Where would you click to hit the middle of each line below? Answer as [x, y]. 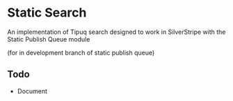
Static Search [47, 13]
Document [32, 91]
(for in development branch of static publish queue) [81, 53]
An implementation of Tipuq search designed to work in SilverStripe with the [116, 32]
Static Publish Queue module [49, 39]
